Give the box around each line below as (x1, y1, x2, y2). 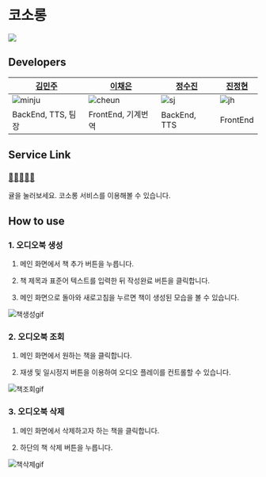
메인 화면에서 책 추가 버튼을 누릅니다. (19, 259, 135, 269)
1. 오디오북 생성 (8, 239, 63, 250)
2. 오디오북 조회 (8, 331, 65, 342)
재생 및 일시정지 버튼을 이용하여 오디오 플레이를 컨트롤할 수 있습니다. (19, 368, 231, 377)
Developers (8, 55, 66, 69)
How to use (8, 214, 65, 227)
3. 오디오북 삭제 (8, 406, 65, 418)
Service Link (8, 148, 71, 162)
